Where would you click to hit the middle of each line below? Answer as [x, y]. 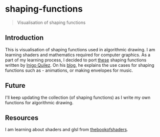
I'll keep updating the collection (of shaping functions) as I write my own [78, 97]
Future [15, 86]
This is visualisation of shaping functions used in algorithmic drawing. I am [80, 49]
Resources [22, 118]
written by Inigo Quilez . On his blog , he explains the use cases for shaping [80, 65]
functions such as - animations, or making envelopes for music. [69, 70]
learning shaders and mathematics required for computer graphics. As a [78, 55]
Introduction [24, 38]
